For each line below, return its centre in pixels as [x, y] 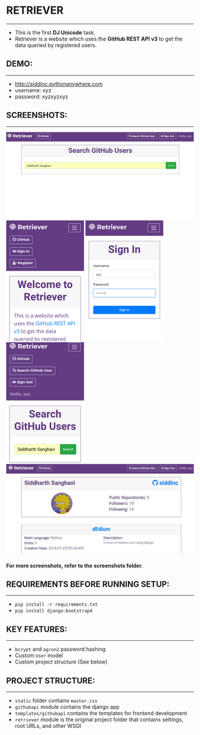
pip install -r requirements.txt [56, 605]
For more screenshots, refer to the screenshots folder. [75, 565]
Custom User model [39, 656]
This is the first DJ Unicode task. [55, 32]
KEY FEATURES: [37, 629]
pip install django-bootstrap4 [54, 611]
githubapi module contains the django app [67, 707]
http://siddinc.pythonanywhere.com [59, 83]
